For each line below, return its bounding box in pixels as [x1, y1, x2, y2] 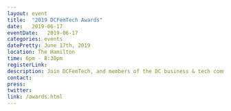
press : [7, 81, 26, 88]
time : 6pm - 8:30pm [7, 55, 63, 62]
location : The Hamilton [7, 49, 76, 56]
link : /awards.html [7, 94, 63, 101]
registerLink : [7, 61, 48, 68]
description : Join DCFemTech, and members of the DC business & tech [7, 68, 211, 74]
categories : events [7, 36, 63, 43]
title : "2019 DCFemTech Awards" [7, 17, 103, 23]
